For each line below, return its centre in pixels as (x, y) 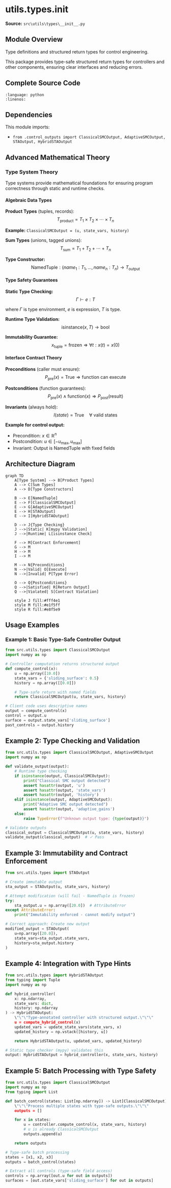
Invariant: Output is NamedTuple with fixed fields (64, 448)
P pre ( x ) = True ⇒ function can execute (85, 378)
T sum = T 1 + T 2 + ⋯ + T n (85, 249)
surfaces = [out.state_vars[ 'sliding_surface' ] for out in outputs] (79, 1181)
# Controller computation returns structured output (62, 664)
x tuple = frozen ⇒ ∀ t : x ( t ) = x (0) (85, 346)
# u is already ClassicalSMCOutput (61, 1129)
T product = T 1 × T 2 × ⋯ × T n (85, 220)
